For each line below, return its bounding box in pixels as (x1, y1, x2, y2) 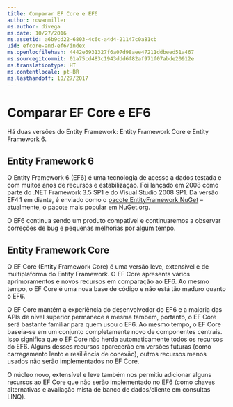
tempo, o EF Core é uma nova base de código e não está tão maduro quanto (7, 284, 226, 292)
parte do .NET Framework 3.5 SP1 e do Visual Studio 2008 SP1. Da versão (7, 188, 219, 197)
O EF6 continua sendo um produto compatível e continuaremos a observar (7, 217, 221, 225)
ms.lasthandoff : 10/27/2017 (7, 74, 89, 82)
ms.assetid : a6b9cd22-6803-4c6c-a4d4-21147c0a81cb (7, 36, 157, 43)
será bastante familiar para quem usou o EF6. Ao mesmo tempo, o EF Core (7, 320, 221, 329)
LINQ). (7, 392, 26, 401)
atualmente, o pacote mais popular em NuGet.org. (7, 203, 151, 212)
